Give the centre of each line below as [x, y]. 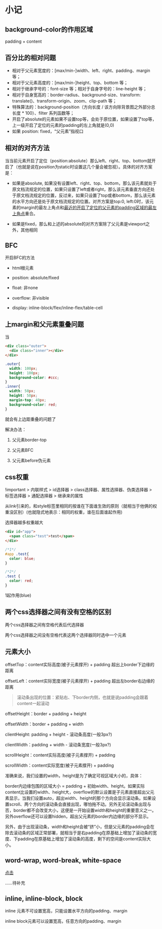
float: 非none [25, 288]
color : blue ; [22, 559]
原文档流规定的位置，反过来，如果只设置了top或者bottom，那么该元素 [86, 195]
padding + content [23, 41]
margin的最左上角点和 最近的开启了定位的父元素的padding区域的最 [87, 207]
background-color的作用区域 [49, 29]
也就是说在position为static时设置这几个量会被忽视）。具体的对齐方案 [85, 167]
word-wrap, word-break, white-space [63, 860]
